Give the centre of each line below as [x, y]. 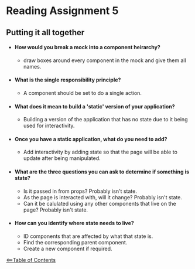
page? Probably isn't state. [56, 210]
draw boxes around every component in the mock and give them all [105, 60]
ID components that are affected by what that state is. [88, 236]
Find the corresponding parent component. [75, 242]
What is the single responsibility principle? [68, 80]
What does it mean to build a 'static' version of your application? [95, 106]
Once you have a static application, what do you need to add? [91, 139]
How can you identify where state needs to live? [74, 223]
